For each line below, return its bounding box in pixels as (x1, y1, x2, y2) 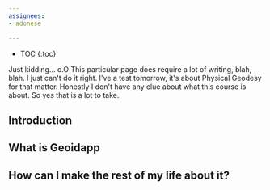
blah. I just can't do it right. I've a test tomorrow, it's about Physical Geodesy (8, 73, 262, 82)
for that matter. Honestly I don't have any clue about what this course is (8, 82, 247, 91)
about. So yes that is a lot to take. (8, 90, 120, 99)
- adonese (8, 19, 42, 27)
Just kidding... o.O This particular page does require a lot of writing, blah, (8, 64, 252, 74)
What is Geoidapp (8, 141, 100, 154)
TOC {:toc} (19, 49, 57, 58)
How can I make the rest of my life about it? (8, 168, 230, 182)
